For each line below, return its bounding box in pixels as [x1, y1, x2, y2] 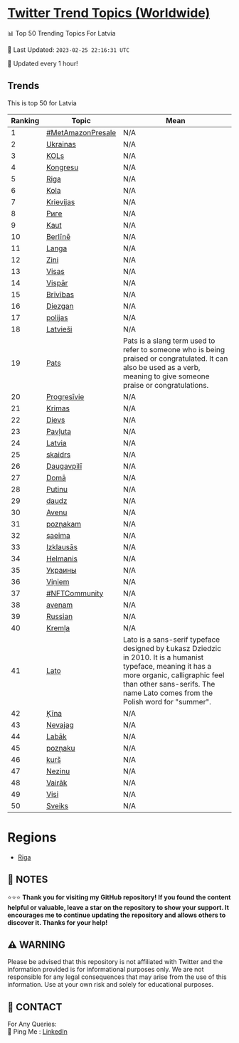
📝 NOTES [7, 874, 48, 886]
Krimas [46, 403, 70, 413]
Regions [7, 829, 57, 845]
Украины [46, 565, 77, 575]
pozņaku [46, 743, 76, 753]
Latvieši [46, 324, 73, 334]
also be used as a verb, [123, 362, 201, 372]
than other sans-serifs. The [123, 679, 216, 689]
